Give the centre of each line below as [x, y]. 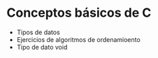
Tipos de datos [38, 32]
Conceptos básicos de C [79, 13]
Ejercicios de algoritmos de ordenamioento [78, 39]
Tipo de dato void [42, 47]
